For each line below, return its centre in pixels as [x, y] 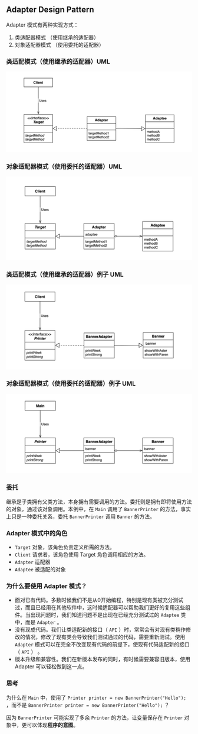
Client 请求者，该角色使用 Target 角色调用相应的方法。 [82, 554]
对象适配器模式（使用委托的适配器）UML [64, 167]
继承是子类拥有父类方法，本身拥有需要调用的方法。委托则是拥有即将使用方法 [99, 502]
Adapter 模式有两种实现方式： [42, 25]
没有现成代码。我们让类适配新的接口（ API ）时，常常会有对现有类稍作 [100, 630]
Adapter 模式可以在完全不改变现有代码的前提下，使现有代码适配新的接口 [102, 645]
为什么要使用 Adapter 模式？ [47, 586]
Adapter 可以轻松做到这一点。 [51, 667]
